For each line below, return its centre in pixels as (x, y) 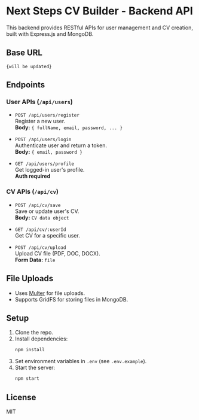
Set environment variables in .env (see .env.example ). (81, 361)
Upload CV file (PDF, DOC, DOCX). (57, 253)
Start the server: (35, 368)
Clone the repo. (34, 333)
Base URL (25, 53)
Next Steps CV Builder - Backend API (99, 11)
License (21, 397)
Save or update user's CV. (47, 211)
